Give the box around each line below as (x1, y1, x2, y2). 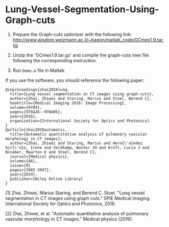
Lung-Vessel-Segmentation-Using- (5, 4, 159, 15)
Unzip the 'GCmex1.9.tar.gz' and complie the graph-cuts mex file (12, 52, 149, 58)
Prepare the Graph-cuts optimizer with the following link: (12, 31, 132, 37)
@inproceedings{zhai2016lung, (5, 87, 70, 92)
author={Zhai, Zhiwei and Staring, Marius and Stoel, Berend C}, (10, 96, 152, 101)
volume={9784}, (10, 105, 42, 110)
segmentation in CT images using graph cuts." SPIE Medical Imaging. (5, 195, 151, 201)
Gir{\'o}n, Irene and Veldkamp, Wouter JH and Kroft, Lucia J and (5, 145, 150, 150)
